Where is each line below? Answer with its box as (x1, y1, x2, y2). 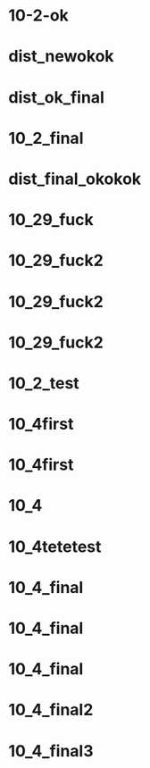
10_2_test (8, 372, 79, 393)
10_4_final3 (8, 740, 95, 761)
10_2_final (8, 128, 84, 148)
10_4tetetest (8, 537, 102, 556)
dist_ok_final (8, 87, 104, 107)
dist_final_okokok (8, 169, 142, 188)
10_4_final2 (8, 700, 94, 720)
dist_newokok (8, 46, 114, 67)
